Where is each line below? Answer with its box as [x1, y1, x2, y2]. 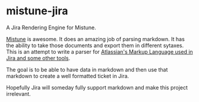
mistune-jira [6, 4, 68, 18]
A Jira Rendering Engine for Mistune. [6, 24, 96, 31]
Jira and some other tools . [6, 54, 70, 61]
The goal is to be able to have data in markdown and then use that [6, 66, 168, 73]
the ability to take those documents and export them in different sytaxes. [6, 42, 184, 49]
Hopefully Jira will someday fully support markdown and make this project [6, 84, 188, 91]
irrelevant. [6, 90, 31, 97]
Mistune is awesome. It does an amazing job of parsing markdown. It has [6, 35, 185, 42]
